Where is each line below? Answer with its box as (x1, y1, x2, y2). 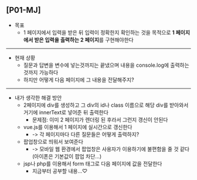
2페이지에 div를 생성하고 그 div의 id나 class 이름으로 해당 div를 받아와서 (23, 101, 189, 108)
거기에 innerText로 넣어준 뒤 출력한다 (23, 108, 108, 116)
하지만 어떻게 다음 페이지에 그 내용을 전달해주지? (23, 76, 134, 83)
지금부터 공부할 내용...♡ (32, 167, 88, 174)
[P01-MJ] (6, 5, 41, 15)
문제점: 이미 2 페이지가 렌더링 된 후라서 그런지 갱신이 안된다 (32, 116, 168, 123)
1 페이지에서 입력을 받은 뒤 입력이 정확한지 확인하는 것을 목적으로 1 (23, 29, 175, 36)
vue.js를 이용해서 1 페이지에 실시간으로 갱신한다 (23, 123, 133, 130)
